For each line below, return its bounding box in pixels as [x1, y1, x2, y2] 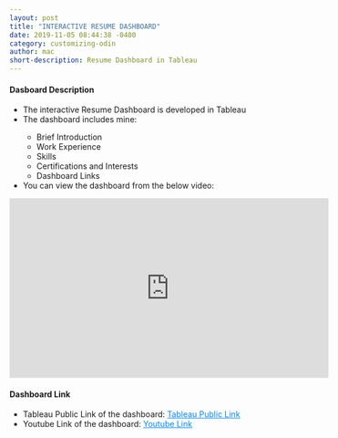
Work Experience [36, 141, 102, 152]
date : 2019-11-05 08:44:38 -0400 [9, 30, 137, 39]
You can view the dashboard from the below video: [22, 180, 215, 192]
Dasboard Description [9, 84, 95, 95]
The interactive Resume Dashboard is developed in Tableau [22, 104, 247, 115]
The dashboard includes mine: [22, 114, 138, 125]
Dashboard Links [36, 171, 100, 182]
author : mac [9, 47, 55, 57]
